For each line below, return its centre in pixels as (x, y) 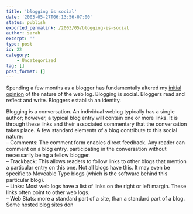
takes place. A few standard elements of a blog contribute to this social (92, 130)
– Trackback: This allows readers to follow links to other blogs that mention (96, 161)
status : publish (26, 22)
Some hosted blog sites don (40, 205)
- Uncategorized (37, 60)
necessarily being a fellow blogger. (48, 155)
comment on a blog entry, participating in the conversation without (86, 149)
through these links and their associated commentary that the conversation (96, 124)
